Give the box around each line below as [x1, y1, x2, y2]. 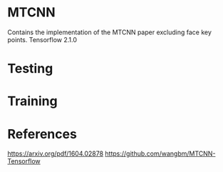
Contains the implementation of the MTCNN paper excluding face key [7, 28, 212, 36]
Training [7, 93, 58, 109]
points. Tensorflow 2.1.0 [7, 35, 77, 44]
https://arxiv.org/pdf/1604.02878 [7, 149, 104, 158]
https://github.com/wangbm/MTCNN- [105, 149, 216, 158]
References [7, 126, 77, 142]
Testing [7, 61, 53, 77]
